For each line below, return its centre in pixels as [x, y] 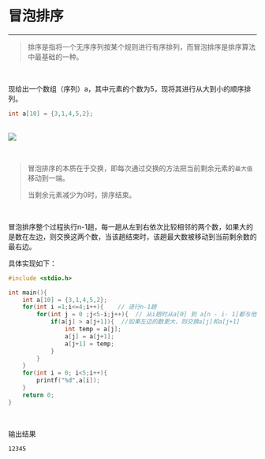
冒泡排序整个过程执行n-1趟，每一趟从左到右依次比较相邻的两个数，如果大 [127, 226]
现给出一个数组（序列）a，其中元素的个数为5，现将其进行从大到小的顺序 [126, 88]
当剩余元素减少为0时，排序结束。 [82, 195]
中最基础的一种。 [55, 57]
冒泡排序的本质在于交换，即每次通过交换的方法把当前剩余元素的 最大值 [140, 168]
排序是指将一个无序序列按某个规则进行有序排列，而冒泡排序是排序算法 [142, 47]
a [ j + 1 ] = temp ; [89, 344]
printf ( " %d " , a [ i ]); [69, 381]
